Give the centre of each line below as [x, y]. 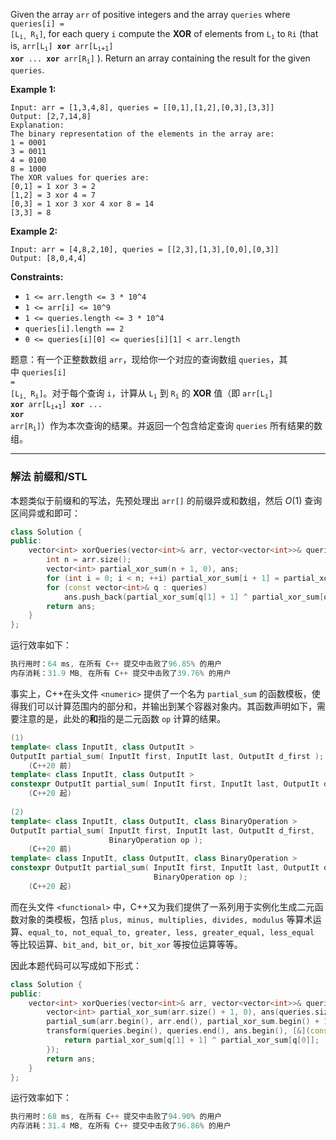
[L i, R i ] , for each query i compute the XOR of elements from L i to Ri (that [164, 34]
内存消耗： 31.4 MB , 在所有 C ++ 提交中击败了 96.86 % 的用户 [121, 1126]
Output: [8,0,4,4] [48, 259]
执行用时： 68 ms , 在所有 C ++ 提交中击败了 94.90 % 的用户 [116, 1117]
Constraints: [37, 277]
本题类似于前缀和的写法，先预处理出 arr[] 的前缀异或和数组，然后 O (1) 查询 [166, 500]
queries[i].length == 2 [74, 329]
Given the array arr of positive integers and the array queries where [150, 14]
